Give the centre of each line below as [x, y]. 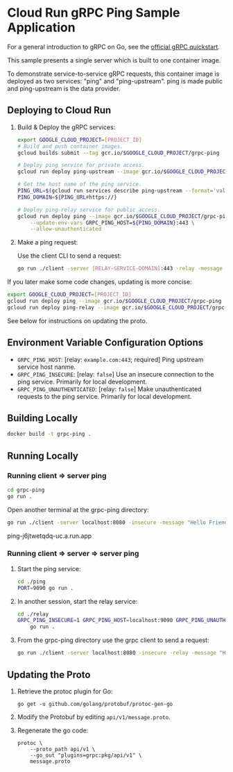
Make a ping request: [48, 243]
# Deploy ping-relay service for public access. [89, 210]
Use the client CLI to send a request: [69, 256]
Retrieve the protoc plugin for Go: [65, 691]
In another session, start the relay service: [77, 601]
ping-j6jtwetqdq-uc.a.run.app [50, 536]
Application [41, 27]
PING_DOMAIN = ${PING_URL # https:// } [67, 197]
